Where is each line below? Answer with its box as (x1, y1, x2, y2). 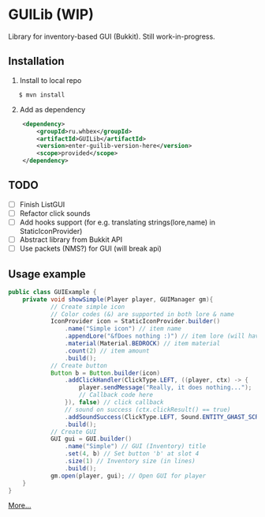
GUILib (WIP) (8, 6, 95, 24)
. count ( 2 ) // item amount (64, 346, 150, 355)
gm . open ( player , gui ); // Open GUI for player (50, 472, 207, 480)
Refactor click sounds (19, 208, 91, 218)
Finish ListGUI (19, 199, 65, 209)
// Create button (50, 361, 108, 369)
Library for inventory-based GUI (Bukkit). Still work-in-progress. (8, 32, 215, 41)
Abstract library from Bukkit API (19, 235, 123, 244)
